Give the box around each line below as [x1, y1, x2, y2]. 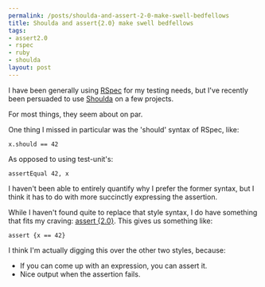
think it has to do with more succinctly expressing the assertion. [8, 192, 217, 202]
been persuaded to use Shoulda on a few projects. [8, 93, 174, 104]
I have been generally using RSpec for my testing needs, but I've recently [8, 85, 249, 95]
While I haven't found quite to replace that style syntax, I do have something [8, 207, 258, 217]
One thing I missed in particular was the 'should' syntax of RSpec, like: [8, 124, 240, 134]
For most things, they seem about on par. [8, 109, 143, 119]
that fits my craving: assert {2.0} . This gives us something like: [8, 216, 213, 226]
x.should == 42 [8, 140, 59, 148]
